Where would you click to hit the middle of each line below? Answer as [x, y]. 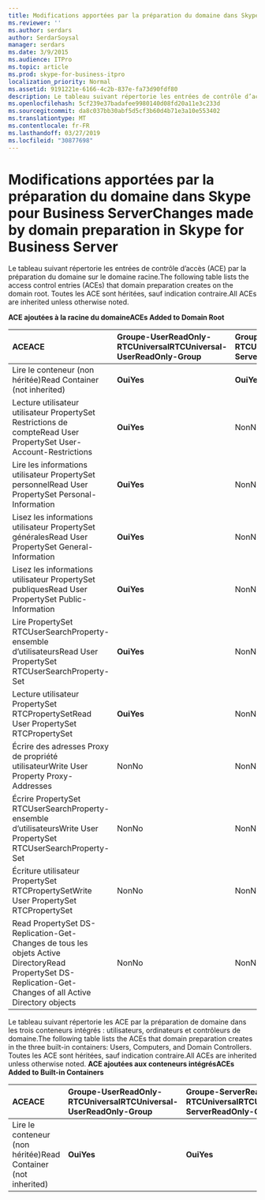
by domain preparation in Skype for [126, 230]
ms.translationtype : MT [47, 119]
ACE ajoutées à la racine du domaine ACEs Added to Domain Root [116, 318]
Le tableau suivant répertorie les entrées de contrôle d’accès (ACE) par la [127, 269]
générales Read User [50, 537]
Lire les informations [50, 465]
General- [76, 547]
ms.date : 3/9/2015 [38, 52]
